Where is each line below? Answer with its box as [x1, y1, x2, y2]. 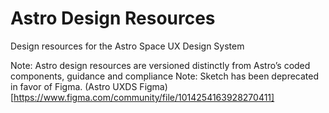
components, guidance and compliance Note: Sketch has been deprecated [10, 70, 320, 82]
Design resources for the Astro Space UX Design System [10, 40, 245, 52]
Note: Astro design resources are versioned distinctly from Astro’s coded [10, 59, 311, 71]
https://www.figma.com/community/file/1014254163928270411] [13, 91, 275, 103]
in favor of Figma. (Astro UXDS [10, 80, 138, 92]
